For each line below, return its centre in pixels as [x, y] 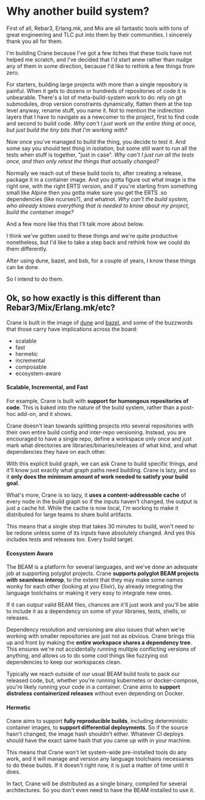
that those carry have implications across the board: [72, 329]
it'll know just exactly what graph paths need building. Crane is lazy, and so [101, 470]
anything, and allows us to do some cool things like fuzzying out [87, 656]
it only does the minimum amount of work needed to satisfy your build [97, 476]
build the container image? [40, 212]
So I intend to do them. [35, 279]
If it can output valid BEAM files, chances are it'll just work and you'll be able [102, 605]
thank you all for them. [35, 41]
